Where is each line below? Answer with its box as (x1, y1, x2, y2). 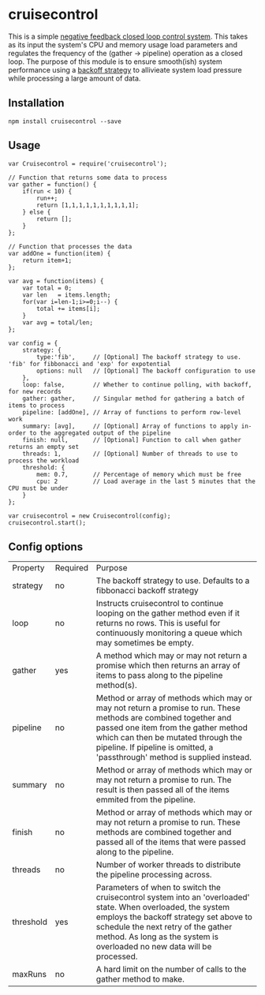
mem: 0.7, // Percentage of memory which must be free (36, 470, 242, 478)
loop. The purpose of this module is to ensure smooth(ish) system (8, 57, 222, 66)
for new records (8, 387, 62, 395)
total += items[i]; (36, 305, 101, 312)
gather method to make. (95, 974, 185, 985)
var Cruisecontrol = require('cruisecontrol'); (8, 159, 168, 167)
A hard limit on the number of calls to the (95, 964, 247, 975)
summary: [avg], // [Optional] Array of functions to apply (22, 422, 238, 430)
